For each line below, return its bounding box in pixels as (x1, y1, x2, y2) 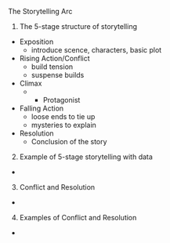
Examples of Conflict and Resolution (19, 213, 137, 222)
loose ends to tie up (31, 112, 96, 121)
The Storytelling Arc (8, 7, 73, 16)
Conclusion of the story (31, 137, 107, 146)
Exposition (19, 37, 54, 46)
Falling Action (19, 103, 64, 113)
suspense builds (31, 71, 85, 79)
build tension (31, 62, 74, 71)
